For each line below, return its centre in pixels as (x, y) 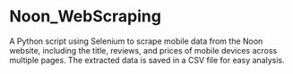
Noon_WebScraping (85, 16)
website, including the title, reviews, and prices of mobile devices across (143, 50)
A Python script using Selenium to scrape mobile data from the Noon (136, 41)
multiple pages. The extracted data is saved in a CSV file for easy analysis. (147, 60)
